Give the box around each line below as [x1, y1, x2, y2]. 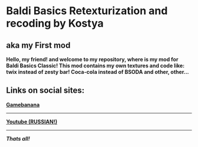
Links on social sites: [6, 86, 85, 96]
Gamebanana [6, 101, 40, 108]
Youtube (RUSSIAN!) [6, 118, 58, 125]
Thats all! [6, 135, 31, 142]
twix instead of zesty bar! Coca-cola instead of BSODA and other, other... [6, 68, 189, 75]
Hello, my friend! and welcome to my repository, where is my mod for [6, 56, 179, 63]
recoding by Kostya [6, 17, 104, 30]
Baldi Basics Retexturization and [6, 4, 168, 18]
